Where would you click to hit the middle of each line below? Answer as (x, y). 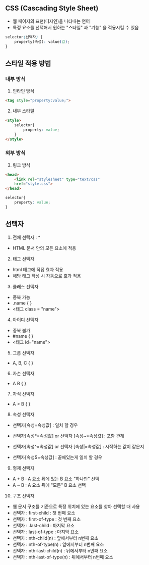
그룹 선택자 (23, 352)
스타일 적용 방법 (28, 63)
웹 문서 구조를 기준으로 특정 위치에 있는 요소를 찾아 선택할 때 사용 (76, 506)
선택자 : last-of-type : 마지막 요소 (46, 532)
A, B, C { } (23, 363)
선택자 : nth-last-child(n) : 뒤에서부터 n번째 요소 (60, 550)
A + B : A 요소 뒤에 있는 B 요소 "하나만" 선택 (56, 479)
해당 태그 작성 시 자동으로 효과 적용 (47, 276)
